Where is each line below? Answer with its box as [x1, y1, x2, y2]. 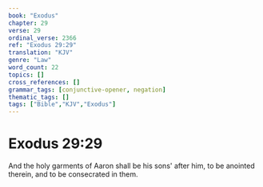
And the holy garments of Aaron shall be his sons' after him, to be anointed [8, 161, 256, 171]
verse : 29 [8, 26, 42, 34]
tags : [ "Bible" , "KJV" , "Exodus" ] [8, 100, 116, 108]
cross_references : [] [8, 78, 81, 86]
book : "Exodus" [8, 11, 59, 20]
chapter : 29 [8, 19, 48, 27]
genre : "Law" [8, 56, 52, 64]
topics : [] [8, 71, 45, 79]
